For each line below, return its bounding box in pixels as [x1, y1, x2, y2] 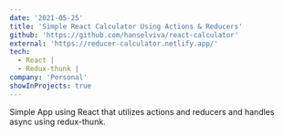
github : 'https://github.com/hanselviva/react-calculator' [9, 30, 239, 39]
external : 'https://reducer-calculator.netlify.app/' [9, 38, 219, 48]
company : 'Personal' [9, 73, 89, 82]
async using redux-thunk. [9, 116, 107, 127]
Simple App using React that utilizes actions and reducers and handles [9, 106, 275, 117]
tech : [9, 47, 30, 57]
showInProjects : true [9, 81, 92, 90]
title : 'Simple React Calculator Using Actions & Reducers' [9, 22, 244, 31]
